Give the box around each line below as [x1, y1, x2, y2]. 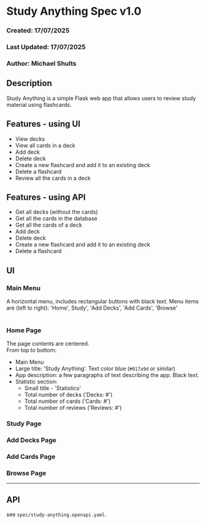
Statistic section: [15, 378, 58, 385]
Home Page [6, 326, 42, 334]
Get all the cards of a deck [15, 221, 83, 229]
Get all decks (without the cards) [15, 208, 98, 216]
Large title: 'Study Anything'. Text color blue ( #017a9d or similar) [15, 365, 176, 372]
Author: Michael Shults [6, 59, 77, 68]
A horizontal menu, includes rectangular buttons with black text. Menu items [6, 298, 199, 305]
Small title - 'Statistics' [24, 385, 82, 392]
